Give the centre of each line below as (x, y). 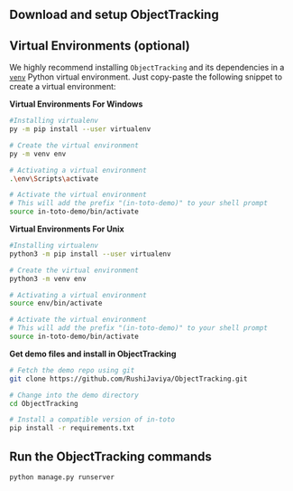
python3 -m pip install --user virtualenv (90, 254)
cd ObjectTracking (44, 403)
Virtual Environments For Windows (76, 104)
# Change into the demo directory (74, 395)
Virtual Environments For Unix (67, 229)
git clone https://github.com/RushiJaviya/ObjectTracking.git (128, 379)
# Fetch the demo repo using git (72, 370)
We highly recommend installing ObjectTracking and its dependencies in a (147, 68)
